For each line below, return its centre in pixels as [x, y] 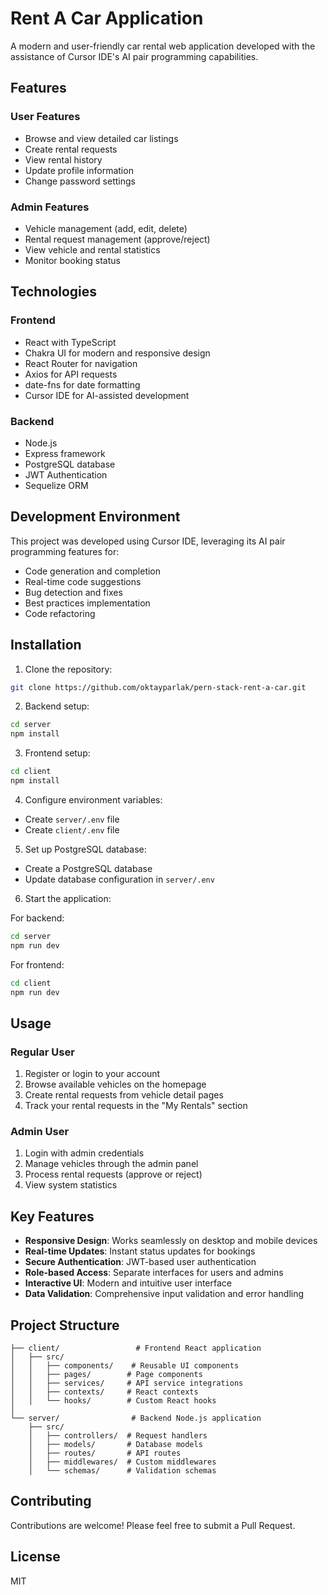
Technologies [54, 292]
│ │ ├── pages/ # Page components [106, 1375]
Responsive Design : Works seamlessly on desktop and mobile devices [171, 1241]
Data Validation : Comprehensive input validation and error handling [164, 1294]
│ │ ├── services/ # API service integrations [127, 1383]
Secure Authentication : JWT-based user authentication [140, 1262]
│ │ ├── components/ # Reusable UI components [125, 1366]
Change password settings [80, 181]
